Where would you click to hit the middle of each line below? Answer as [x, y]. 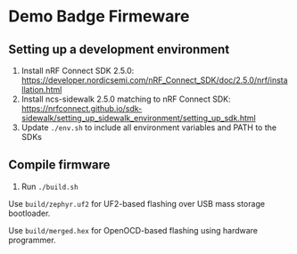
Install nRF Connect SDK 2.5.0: [78, 70]
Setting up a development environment [119, 49]
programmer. [32, 240]
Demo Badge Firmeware [99, 16]
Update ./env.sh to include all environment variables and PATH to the [149, 127]
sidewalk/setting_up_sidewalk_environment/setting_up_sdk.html [138, 118]
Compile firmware [59, 165]
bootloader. [29, 213]
